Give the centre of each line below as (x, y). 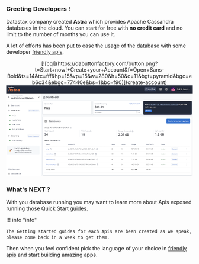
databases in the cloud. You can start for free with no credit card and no (94, 28)
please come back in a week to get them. (58, 238)
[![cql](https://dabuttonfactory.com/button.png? (99, 63)
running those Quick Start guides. (47, 208)
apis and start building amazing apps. (52, 255)
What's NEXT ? (28, 189)
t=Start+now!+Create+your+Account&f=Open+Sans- (99, 70)
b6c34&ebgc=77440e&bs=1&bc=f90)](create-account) (99, 82)
